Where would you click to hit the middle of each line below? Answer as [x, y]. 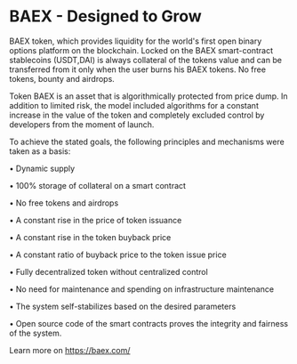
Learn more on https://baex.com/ [70, 350]
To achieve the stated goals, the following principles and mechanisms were [147, 142]
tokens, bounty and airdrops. [62, 78]
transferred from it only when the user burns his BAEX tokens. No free [138, 69]
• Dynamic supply [42, 168]
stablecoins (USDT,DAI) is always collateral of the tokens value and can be [146, 60]
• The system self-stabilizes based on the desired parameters [123, 306]
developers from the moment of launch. [82, 124]
